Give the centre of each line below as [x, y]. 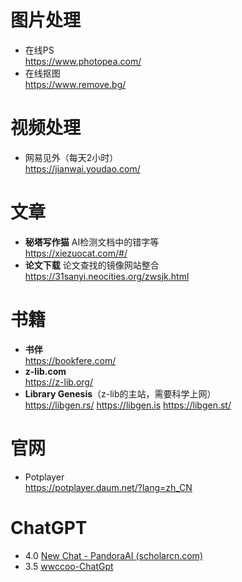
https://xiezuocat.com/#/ [76, 253]
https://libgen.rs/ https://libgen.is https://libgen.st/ [128, 405]
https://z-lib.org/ [58, 382]
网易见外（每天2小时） [71, 157]
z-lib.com [45, 371]
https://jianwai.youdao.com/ [82, 168]
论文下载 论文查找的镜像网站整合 [92, 265]
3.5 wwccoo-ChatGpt [69, 566]
